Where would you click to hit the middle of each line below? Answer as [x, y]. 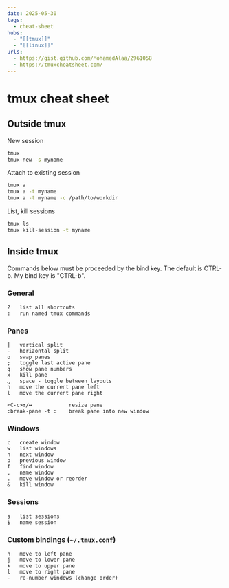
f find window [30, 467]
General [21, 293]
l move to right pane [41, 572]
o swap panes [29, 357]
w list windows [32, 449]
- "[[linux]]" [33, 45]
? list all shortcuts [41, 307]
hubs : [15, 33]
